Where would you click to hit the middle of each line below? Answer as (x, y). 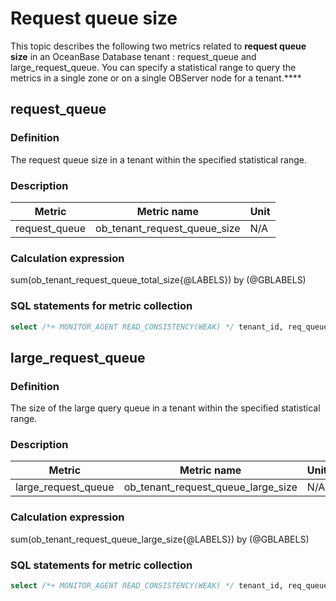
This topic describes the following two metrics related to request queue (158, 46)
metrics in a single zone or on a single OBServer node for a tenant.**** (156, 78)
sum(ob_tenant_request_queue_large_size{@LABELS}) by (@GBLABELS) (160, 539)
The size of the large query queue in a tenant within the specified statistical (165, 408)
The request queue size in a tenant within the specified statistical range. (159, 159)
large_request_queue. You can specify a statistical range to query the (153, 67)
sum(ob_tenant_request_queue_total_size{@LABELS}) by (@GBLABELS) (158, 280)
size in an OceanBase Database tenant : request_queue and (133, 56)
